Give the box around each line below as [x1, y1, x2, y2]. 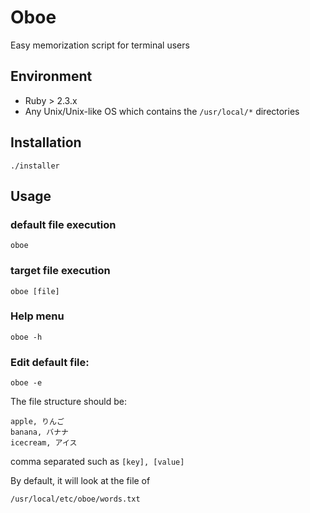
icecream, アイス [10, 438, 78, 448]
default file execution [10, 217, 117, 231]
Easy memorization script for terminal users [10, 39, 190, 51]
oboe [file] [10, 286, 60, 296]
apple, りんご [10, 417, 65, 427]
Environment [10, 68, 93, 85]
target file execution [10, 264, 111, 278]
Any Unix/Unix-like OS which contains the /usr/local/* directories [24, 105, 300, 117]
